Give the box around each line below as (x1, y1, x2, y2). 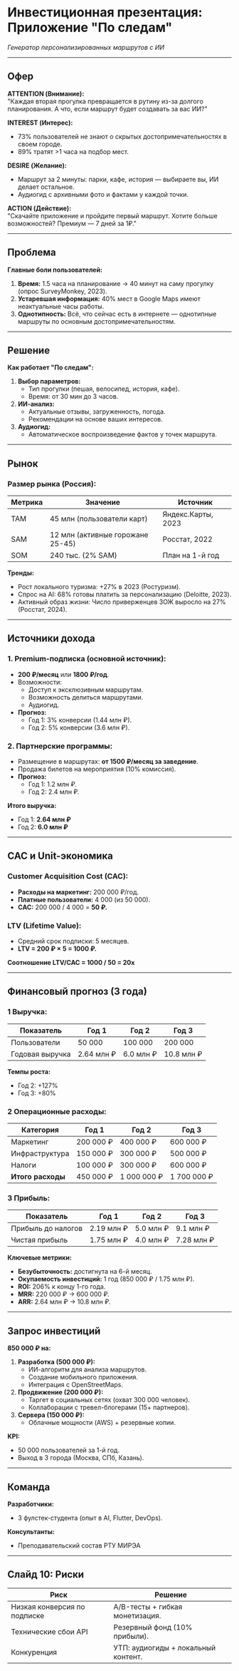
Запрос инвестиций (7, 1324, 101, 1337)
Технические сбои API (11, 1627, 88, 1637)
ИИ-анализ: (17, 400, 55, 409)
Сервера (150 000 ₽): (17, 1411, 85, 1419)
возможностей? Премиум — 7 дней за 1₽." (7, 219, 137, 228)
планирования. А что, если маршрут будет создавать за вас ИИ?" (7, 104, 208, 113)
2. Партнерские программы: (7, 741, 112, 751)
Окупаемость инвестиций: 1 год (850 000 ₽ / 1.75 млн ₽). (17, 1274, 195, 1284)
